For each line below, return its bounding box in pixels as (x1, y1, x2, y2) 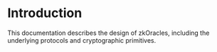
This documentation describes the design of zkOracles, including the (7, 28, 210, 37)
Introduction (7, 5, 83, 21)
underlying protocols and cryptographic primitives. (7, 36, 157, 44)
